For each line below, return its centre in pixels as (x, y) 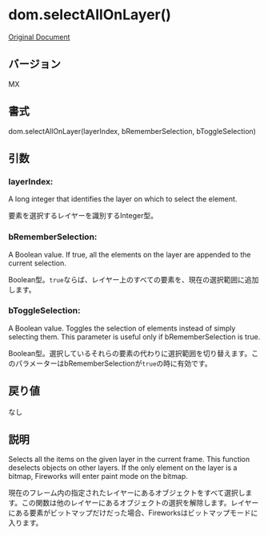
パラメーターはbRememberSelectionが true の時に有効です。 (113, 363)
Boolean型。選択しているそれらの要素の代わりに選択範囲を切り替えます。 (130, 353)
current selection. (37, 263)
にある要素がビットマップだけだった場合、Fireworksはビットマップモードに (133, 513)
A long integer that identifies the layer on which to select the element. (123, 199)
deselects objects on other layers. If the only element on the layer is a (123, 468)
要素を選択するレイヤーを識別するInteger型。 (83, 216)
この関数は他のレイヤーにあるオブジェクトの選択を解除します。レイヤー (140, 503)
